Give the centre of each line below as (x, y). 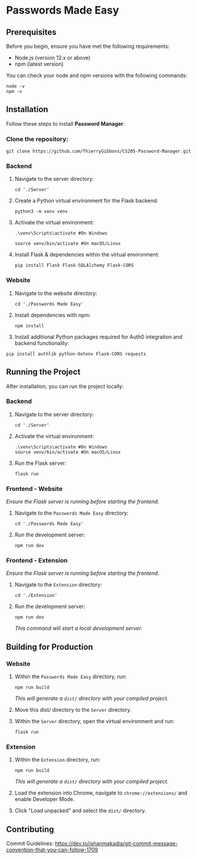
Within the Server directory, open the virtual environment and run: (95, 721)
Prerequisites (31, 32)
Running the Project (43, 372)
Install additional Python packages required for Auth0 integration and (98, 337)
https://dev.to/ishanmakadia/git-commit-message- (116, 844)
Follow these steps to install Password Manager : (65, 123)
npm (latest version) (39, 64)
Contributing (30, 829)
